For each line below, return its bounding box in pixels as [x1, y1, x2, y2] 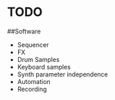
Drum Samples [17, 55, 60, 63]
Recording [17, 85, 47, 93]
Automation [17, 77, 51, 85]
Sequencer [17, 40, 49, 49]
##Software [7, 27, 42, 35]
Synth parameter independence [17, 70, 109, 78]
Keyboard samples [17, 62, 71, 71]
